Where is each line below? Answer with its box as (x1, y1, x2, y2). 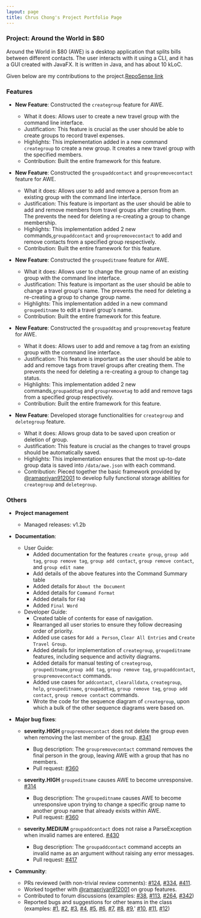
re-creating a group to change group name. (23, 294, 132, 301)
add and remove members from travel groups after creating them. (23, 206, 187, 214)
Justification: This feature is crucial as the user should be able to (23, 126, 184, 133)
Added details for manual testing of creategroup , (32, 659, 153, 667)
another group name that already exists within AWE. (32, 807, 161, 815)
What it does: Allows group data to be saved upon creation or (23, 430, 176, 437)
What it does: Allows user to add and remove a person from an (23, 187, 179, 194)
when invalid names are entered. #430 (23, 831, 120, 839)
